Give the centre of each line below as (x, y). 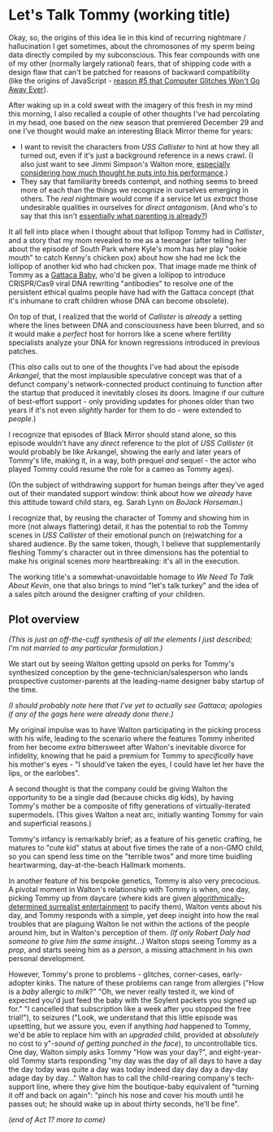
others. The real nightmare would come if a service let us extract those (139, 198)
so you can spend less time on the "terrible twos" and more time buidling (131, 856)
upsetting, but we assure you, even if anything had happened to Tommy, (130, 1025)
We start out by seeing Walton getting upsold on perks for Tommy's (121, 664)
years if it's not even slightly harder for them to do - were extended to (125, 410)
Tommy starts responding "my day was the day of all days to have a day (141, 1060)
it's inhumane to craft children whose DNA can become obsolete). (119, 300)
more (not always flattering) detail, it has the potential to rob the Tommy (128, 526)
